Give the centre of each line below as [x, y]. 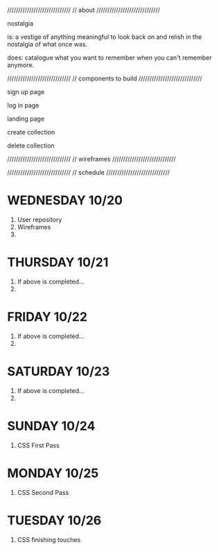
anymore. [21, 65]
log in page [23, 105]
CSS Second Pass [43, 492]
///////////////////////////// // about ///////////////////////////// [84, 10]
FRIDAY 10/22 [47, 317]
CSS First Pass [38, 445]
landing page [26, 119]
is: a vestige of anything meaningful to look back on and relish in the [105, 37]
